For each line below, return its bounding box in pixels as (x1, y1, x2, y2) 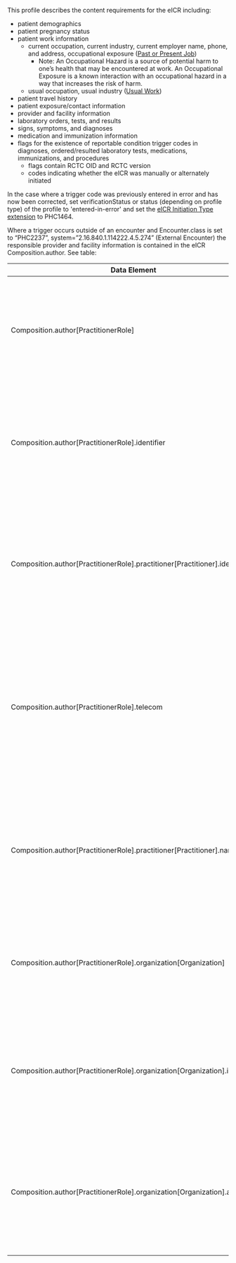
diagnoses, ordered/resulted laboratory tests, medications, (17, 147, 188, 155)
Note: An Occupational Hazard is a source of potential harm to (38, 57, 219, 65)
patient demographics (17, 20, 82, 27)
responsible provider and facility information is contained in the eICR (7, 241, 206, 249)
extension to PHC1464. (7, 212, 74, 221)
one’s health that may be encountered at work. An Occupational (38, 65, 223, 72)
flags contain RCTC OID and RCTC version (27, 162, 151, 169)
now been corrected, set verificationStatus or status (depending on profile (7, 197, 223, 206)
